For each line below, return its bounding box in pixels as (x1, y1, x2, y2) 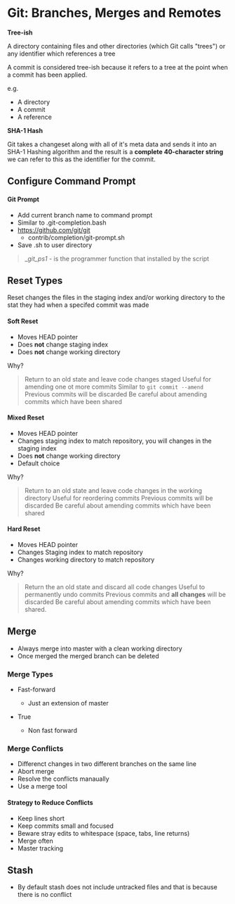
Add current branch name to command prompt (17, 211, 153, 219)
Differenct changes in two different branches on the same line (17, 760, 196, 768)
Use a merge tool (17, 782, 68, 791)
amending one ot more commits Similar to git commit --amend (24, 382, 203, 391)
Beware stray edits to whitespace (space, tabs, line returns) (17, 829, 190, 837)
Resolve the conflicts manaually (17, 774, 110, 783)
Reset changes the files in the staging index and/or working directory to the (7, 294, 226, 302)
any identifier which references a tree (7, 49, 116, 58)
